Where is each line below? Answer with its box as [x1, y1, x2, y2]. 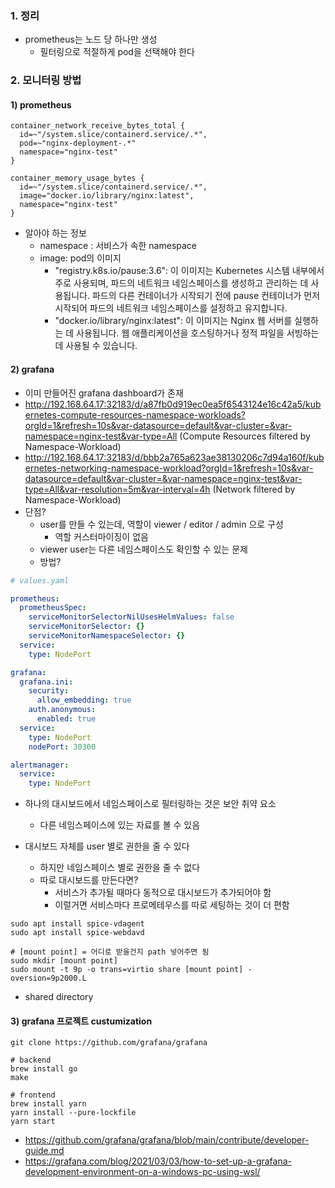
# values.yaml [10, 575, 70, 586]
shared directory [24, 991, 94, 1003]
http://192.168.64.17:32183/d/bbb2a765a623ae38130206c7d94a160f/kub [24, 451, 325, 463]
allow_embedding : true [36, 695, 132, 706]
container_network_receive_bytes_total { [10, 121, 186, 131]
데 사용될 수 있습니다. [54, 340, 138, 352]
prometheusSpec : [19, 603, 87, 613]
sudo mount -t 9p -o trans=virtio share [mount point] [10, 965, 244, 975]
